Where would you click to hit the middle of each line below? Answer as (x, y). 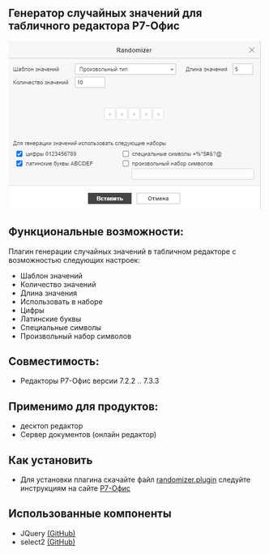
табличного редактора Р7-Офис (94, 26)
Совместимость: (54, 361)
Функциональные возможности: (96, 232)
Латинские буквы (51, 319)
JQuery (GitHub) (48, 533)
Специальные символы (61, 327)
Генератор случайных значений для (105, 13)
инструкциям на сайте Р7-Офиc (75, 488)
